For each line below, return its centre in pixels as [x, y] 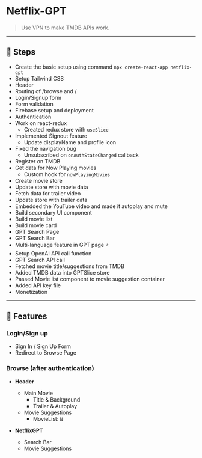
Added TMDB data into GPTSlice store [62, 272]
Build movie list [34, 219]
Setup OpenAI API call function [53, 253]
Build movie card [36, 225]
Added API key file [38, 285]
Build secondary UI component [53, 212]
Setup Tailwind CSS [39, 78]
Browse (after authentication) [50, 368]
